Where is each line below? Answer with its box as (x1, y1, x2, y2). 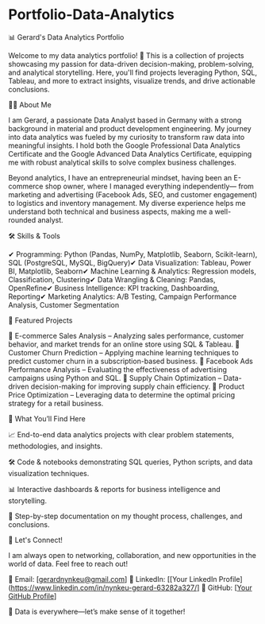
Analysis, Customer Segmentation (8, 300, 120, 309)
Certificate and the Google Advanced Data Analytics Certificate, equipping (8, 149, 252, 158)
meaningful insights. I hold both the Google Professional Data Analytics (8, 141, 240, 150)
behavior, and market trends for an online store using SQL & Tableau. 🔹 (8, 339, 240, 349)
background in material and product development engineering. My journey (8, 123, 252, 133)
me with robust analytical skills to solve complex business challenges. (8, 157, 236, 167)
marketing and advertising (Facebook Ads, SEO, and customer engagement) (8, 189, 258, 200)
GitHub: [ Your (207, 583, 252, 592)
